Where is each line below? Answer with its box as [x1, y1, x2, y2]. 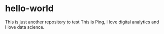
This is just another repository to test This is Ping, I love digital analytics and [5, 19, 159, 25]
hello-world [5, 3, 54, 14]
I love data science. [5, 24, 45, 30]
